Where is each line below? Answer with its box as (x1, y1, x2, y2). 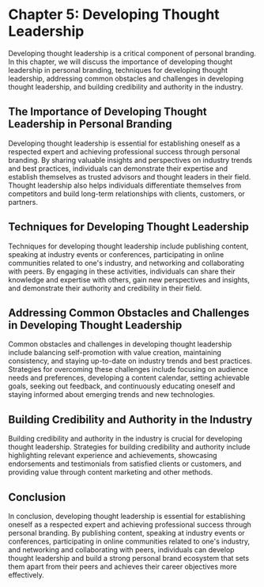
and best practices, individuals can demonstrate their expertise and (8, 164, 228, 173)
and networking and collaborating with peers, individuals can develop (8, 545, 235, 555)
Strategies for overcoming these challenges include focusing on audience (8, 365, 249, 374)
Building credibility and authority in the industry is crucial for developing (8, 434, 243, 444)
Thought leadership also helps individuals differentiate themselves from (8, 180, 242, 190)
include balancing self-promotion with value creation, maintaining (8, 348, 221, 358)
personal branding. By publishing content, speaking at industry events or (8, 528, 245, 537)
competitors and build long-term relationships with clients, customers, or (8, 188, 245, 199)
